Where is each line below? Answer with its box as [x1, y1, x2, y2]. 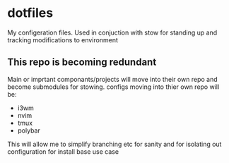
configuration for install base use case [7, 147, 119, 156]
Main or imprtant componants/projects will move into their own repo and [7, 75, 218, 83]
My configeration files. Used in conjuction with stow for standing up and [7, 28, 218, 37]
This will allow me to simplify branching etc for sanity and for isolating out [7, 140, 222, 148]
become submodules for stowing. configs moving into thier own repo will [7, 83, 220, 91]
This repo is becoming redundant [7, 56, 157, 68]
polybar [17, 126, 40, 135]
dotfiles [7, 5, 54, 21]
